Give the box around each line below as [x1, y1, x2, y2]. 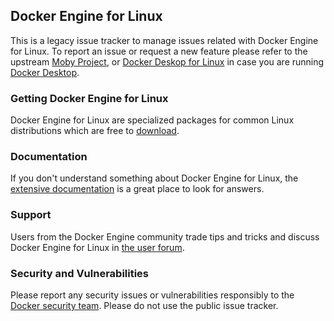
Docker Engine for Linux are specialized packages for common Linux [10, 114, 295, 126]
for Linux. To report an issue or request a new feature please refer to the [10, 45, 308, 57]
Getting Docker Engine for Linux [10, 91, 169, 105]
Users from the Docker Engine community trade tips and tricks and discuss [10, 230, 320, 243]
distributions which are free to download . [10, 125, 180, 137]
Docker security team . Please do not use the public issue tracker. [10, 300, 279, 311]
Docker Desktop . [10, 66, 80, 78]
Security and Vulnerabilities [10, 266, 150, 280]
